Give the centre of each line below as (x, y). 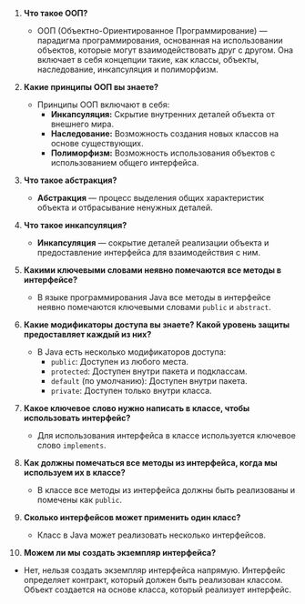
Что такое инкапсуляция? (75, 225)
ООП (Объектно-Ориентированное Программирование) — (152, 30)
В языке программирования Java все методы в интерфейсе (154, 297)
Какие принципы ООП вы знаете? (91, 87)
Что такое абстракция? (70, 180)
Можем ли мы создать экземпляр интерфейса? (120, 553)
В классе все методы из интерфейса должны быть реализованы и (166, 490)
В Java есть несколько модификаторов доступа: (132, 352)
